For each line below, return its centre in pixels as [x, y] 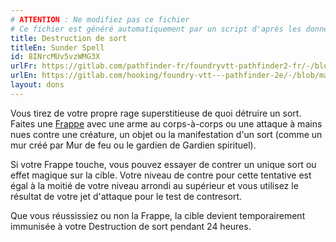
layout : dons [37, 85]
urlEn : [24, 76]
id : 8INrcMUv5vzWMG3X [55, 57]
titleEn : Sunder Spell [57, 47]
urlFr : [24, 66]
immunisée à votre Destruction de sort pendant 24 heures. [131, 226]
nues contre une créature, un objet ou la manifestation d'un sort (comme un [166, 134]
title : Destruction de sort [69, 38]
